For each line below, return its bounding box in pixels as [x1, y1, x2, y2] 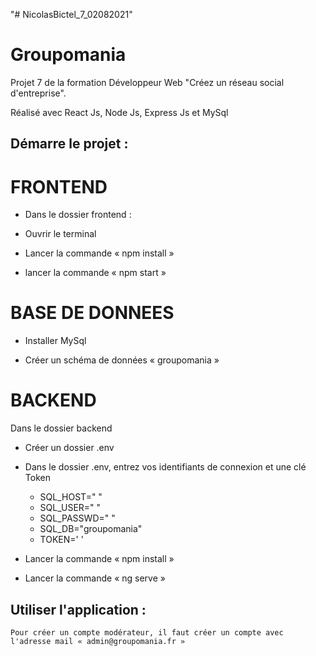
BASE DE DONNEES [10, 302, 175, 324]
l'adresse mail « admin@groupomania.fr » [10, 636, 186, 646]
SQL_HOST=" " [39, 491, 103, 503]
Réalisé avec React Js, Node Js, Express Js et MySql [10, 106, 229, 118]
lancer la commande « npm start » [24, 267, 167, 279]
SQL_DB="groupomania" [39, 523, 143, 535]
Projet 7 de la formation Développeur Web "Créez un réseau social [10, 76, 285, 88]
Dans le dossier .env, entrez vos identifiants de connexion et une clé [24, 461, 307, 473]
